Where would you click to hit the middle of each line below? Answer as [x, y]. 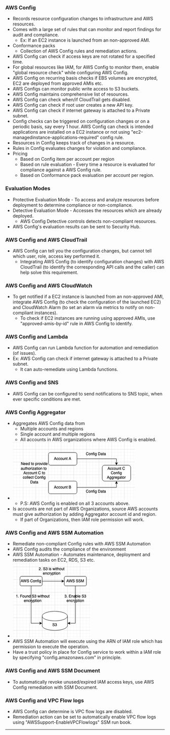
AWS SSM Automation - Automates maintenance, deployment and [81, 555]
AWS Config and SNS [32, 383]
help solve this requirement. [49, 272]
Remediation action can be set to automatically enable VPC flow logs [84, 717]
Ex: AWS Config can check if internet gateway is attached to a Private [85, 359]
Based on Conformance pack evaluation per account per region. [87, 175]
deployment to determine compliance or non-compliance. [73, 205]
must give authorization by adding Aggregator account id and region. [84, 514]
